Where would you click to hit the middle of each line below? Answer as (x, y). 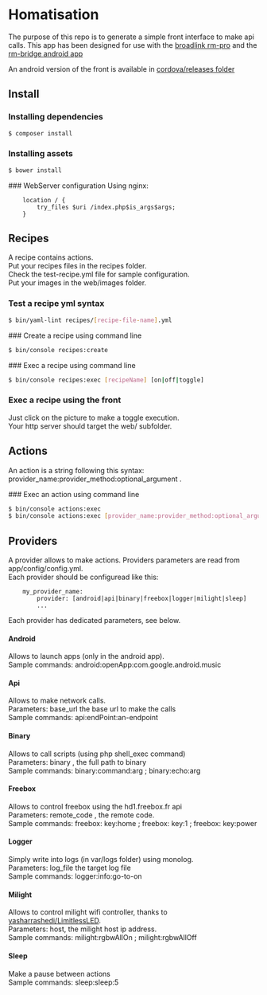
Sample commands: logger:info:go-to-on (75, 876)
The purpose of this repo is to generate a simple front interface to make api (131, 37)
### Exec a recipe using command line (72, 365)
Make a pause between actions (60, 973)
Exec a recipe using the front (65, 400)
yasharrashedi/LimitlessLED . (55, 921)
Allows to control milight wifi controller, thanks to (88, 912)
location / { (44, 200)
